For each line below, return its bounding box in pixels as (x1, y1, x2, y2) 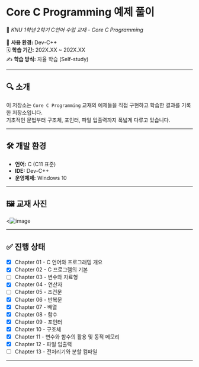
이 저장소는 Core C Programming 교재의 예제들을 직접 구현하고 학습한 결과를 (6, 102, 181, 109)
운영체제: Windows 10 (14, 174, 67, 181)
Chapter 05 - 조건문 (14, 289, 62, 296)
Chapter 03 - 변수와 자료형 (14, 274, 78, 281)
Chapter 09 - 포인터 (14, 318, 63, 325)
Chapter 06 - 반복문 (14, 296, 63, 303)
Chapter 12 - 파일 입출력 (14, 340, 72, 347)
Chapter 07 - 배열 (14, 303, 57, 311)
